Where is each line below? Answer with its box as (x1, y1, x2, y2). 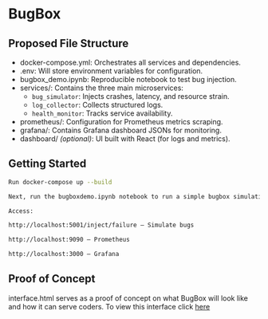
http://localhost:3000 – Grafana (8, 250, 120, 258)
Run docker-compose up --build (8, 178, 112, 186)
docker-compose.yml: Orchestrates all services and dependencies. (19, 57, 242, 67)
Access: (8, 207, 34, 215)
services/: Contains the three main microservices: (19, 83, 183, 93)
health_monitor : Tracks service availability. (31, 108, 173, 118)
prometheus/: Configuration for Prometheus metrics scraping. (19, 117, 223, 126)
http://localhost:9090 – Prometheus (8, 236, 130, 244)
